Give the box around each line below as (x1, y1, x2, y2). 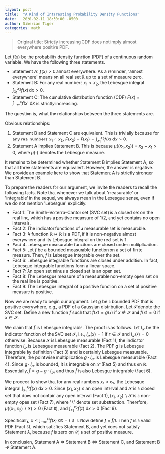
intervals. (12, 220, 31, 226)
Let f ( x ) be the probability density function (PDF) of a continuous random (5, 54, 153, 60)
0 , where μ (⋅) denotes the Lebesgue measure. (12, 149, 105, 155)
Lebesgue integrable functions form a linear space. (12, 262, 116, 269)
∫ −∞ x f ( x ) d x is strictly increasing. (12, 99, 78, 107)
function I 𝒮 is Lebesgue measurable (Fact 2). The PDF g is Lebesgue (5, 343, 144, 350)
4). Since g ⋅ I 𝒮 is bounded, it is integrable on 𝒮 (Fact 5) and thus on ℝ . (5, 361, 148, 368)
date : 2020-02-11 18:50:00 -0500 (5, 16, 78, 21)
